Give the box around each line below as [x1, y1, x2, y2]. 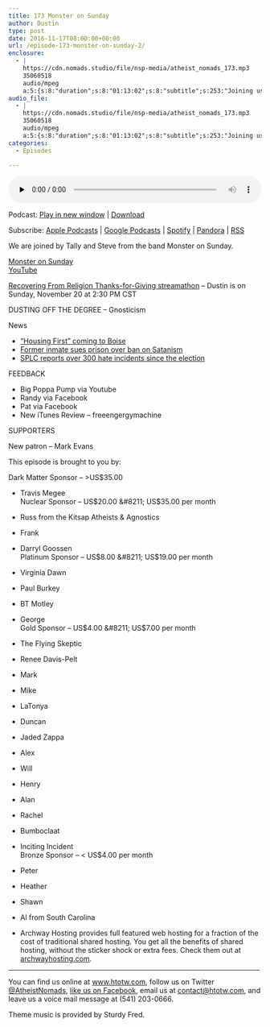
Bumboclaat [19, 826, 60, 836]
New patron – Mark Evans [8, 441, 94, 451]
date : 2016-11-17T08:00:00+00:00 [8, 34, 121, 43]
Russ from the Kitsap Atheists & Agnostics [19, 512, 160, 522]
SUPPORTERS [8, 426, 55, 436]
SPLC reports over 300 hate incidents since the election [19, 354, 206, 363]
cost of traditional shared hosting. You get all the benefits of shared [19, 937, 243, 946]
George [19, 615, 46, 624]
